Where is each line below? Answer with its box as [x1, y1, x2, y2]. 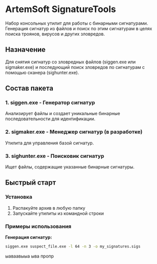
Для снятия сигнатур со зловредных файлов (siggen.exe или [5, 59, 136, 65]
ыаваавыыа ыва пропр [5, 253, 54, 259]
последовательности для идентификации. [5, 116, 96, 122]
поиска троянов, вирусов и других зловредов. [5, 31, 105, 37]
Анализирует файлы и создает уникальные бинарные [5, 111, 120, 117]
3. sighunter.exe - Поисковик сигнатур [5, 152, 104, 159]
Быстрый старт [5, 179, 56, 187]
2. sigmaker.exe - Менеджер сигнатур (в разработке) [5, 128, 142, 135]
